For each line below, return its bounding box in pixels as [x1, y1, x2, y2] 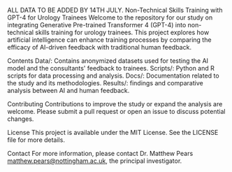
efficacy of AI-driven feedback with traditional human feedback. [7, 43, 192, 51]
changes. [7, 115, 34, 123]
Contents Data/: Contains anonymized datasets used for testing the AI [7, 57, 208, 65]
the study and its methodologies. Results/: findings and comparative [7, 79, 204, 87]
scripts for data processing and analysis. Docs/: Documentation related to [7, 71, 219, 80]
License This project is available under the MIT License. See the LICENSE [7, 129, 219, 136]
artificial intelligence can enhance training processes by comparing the [7, 36, 212, 44]
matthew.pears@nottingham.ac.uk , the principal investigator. [7, 157, 182, 165]
